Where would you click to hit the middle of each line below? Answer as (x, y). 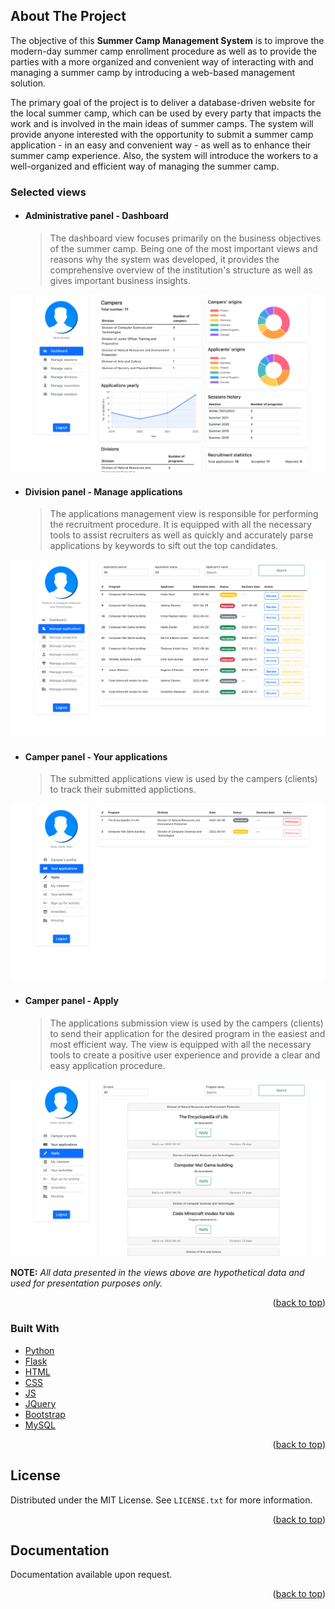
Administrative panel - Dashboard (96, 216)
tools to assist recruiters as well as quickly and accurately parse (181, 535)
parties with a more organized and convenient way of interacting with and (162, 61)
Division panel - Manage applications (103, 491)
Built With (35, 1329)
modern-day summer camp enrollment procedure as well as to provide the (163, 51)
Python (39, 1350)
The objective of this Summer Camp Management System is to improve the (167, 40)
